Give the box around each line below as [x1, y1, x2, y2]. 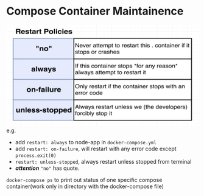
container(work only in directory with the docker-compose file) [6, 183, 164, 190]
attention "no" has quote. [15, 164, 80, 172]
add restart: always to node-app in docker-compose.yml [15, 138, 157, 145]
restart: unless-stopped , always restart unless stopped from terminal [15, 158, 192, 165]
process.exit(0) [15, 152, 57, 159]
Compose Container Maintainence [6, 4, 184, 18]
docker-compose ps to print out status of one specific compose [6, 176, 163, 183]
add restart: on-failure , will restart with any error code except [15, 145, 177, 152]
